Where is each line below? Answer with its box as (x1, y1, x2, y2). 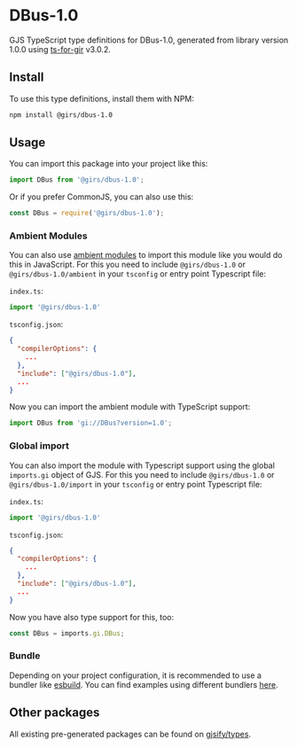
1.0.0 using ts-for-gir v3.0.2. (9, 43, 111, 54)
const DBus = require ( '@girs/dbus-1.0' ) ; (9, 209, 165, 218)
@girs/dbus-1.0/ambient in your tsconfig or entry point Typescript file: (9, 269, 266, 279)
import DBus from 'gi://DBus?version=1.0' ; (9, 418, 173, 428)
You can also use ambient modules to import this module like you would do (9, 250, 283, 261)
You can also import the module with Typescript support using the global (9, 460, 275, 471)
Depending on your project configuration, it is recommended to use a (9, 670, 262, 681)
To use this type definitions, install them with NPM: (9, 93, 195, 104)
